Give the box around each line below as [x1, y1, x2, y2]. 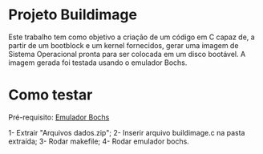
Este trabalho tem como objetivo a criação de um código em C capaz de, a [8, 32, 255, 42]
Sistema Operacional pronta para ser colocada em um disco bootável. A [8, 49, 246, 59]
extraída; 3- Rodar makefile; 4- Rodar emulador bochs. [8, 136, 190, 146]
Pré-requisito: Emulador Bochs [8, 112, 110, 122]
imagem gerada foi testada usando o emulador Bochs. [8, 58, 188, 67]
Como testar [8, 86, 93, 104]
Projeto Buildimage [8, 6, 138, 24]
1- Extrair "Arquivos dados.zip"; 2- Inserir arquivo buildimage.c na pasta [8, 128, 245, 137]
